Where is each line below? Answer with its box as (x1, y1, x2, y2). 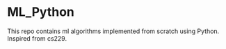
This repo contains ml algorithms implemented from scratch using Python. (7, 27, 220, 35)
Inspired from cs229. (7, 34, 67, 42)
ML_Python (7, 4, 75, 20)
